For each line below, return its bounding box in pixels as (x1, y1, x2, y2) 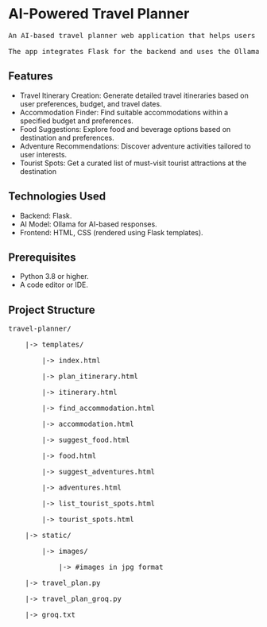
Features (8, 69, 53, 83)
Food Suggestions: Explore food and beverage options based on (19, 124, 231, 134)
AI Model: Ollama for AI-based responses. (19, 219, 157, 229)
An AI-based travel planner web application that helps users (8, 31, 256, 40)
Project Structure (8, 303, 95, 316)
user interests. (19, 149, 68, 159)
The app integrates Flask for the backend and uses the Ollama (8, 47, 260, 56)
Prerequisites (8, 250, 76, 264)
